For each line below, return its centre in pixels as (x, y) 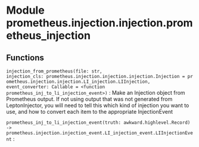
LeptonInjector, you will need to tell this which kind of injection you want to (98, 105)
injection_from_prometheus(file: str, (54, 71)
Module (25, 10)
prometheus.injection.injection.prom (99, 23)
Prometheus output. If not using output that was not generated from (89, 99)
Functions (25, 57)
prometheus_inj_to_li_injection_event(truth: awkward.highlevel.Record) (98, 123)
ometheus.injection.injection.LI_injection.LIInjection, (78, 82)
